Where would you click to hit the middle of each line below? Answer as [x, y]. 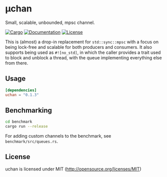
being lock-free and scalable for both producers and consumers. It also [79, 47]
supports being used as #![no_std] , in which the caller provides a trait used [83, 52]
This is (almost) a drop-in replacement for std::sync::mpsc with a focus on [82, 42]
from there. [17, 63]
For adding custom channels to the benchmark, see [58, 136]
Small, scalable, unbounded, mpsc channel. [50, 22]
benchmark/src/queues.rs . [32, 141]
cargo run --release [27, 127]
